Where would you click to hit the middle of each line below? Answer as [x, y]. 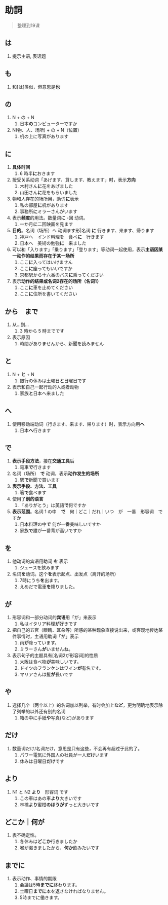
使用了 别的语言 [28, 499]
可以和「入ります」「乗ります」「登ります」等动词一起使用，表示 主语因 [85, 249]
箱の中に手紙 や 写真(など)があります [57, 717]
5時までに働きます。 [41, 897]
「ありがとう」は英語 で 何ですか [53, 505]
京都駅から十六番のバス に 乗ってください [62, 275]
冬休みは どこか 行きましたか [49, 842]
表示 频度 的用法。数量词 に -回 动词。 [50, 218]
